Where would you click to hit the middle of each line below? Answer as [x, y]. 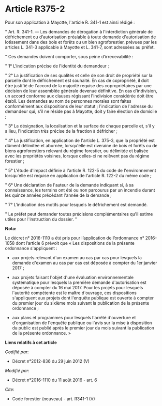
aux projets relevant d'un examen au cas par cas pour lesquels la [77, 257]
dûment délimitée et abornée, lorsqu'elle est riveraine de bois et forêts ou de [81, 145]
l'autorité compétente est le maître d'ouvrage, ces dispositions [74, 293]
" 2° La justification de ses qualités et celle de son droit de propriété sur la [79, 75]
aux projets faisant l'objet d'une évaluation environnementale [73, 277]
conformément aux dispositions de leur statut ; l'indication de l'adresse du [79, 106]
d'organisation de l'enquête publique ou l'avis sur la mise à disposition [82, 323]
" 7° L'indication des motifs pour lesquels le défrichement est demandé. [76, 204]
